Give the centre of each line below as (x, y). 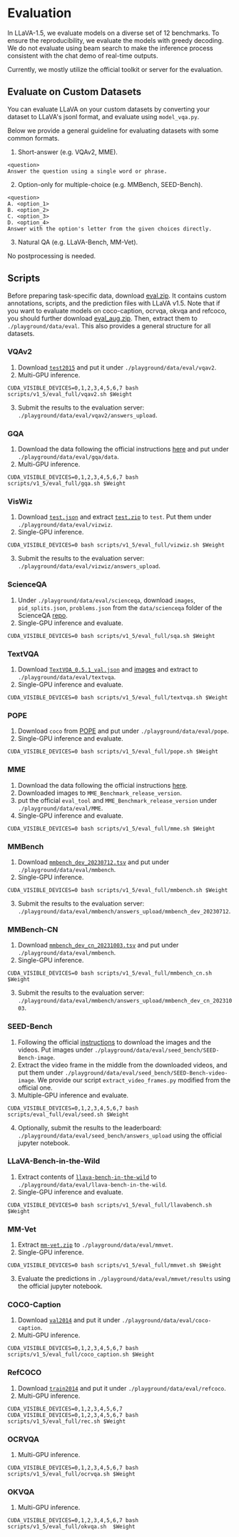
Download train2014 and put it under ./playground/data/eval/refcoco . (122, 1388)
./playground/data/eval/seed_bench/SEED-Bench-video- (146, 1073)
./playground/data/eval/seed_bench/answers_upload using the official (120, 1135)
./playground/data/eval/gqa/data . (68, 457)
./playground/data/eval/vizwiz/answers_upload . (89, 566)
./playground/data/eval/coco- (167, 1321)
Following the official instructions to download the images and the (115, 1042)
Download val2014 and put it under (69, 1320)
